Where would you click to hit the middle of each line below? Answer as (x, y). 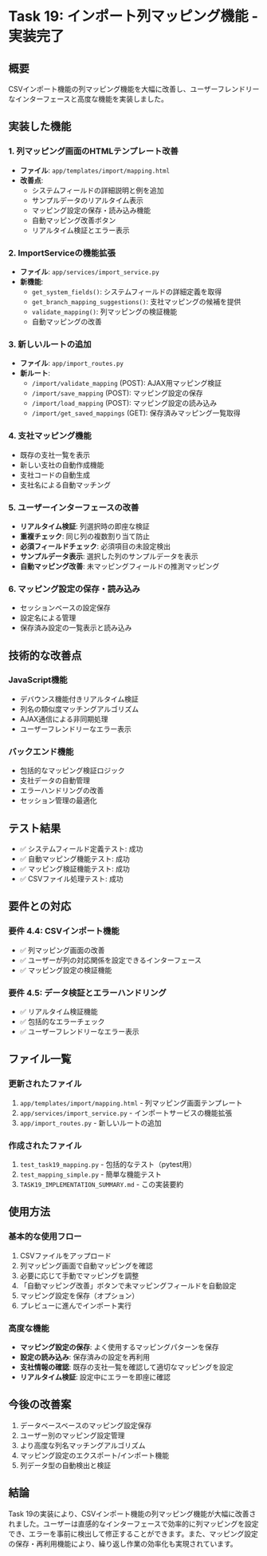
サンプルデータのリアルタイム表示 (87, 200)
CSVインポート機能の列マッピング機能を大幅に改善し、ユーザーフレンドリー (134, 89)
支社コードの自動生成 (55, 474)
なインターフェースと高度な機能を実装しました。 (88, 99)
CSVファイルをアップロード (65, 1256)
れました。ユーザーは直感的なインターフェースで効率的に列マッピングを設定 (133, 1523)
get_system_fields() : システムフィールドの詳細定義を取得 (127, 292)
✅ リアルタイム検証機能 (59, 1011)
